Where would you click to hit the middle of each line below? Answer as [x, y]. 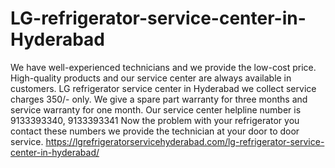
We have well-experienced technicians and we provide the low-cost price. [163, 67]
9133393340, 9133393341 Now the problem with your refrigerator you [155, 120]
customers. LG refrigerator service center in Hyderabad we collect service [163, 88]
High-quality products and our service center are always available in [151, 78]
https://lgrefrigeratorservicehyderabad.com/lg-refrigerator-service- [185, 141]
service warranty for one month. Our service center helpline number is [156, 109]
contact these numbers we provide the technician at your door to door [155, 131]
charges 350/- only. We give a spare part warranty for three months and [159, 99]
